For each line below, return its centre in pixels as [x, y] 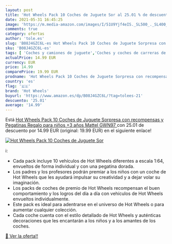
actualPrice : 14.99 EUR [31, 58]
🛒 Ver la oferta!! [22, 236]
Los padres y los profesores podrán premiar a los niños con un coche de [89, 172]
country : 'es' [20, 81]
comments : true [21, 29]
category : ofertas [25, 34]
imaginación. [26, 183]
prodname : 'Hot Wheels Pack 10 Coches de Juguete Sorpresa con [74, 77]
